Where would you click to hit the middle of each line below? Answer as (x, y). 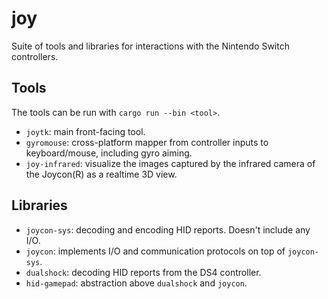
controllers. (35, 56)
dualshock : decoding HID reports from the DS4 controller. (143, 272)
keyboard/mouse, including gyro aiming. (109, 153)
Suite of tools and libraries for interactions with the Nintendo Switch (150, 46)
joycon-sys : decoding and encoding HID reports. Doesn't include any (168, 229)
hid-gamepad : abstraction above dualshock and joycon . (136, 283)
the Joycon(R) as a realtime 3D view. (101, 174)
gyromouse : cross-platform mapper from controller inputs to (147, 142)
